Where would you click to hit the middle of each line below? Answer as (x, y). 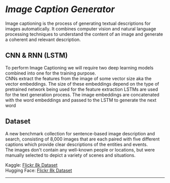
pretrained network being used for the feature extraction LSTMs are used (82, 89)
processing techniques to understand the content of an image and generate (84, 34)
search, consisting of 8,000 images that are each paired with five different (82, 139)
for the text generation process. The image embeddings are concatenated (82, 94)
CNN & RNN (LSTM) (37, 56)
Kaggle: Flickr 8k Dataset (31, 165)
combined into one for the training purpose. (51, 73)
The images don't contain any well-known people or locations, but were (80, 150)
